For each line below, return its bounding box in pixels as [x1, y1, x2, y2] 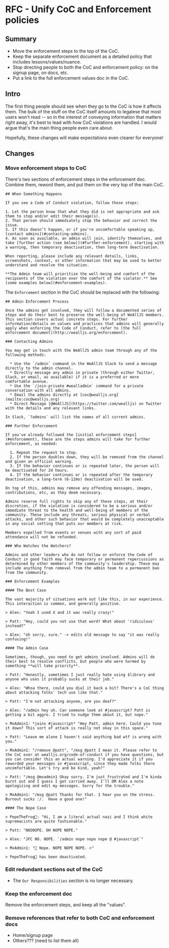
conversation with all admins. [5, 387, 71, 393]
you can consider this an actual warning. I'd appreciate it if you [5, 757, 153, 762]
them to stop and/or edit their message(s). [5, 213, 101, 219]
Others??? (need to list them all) [12, 938, 79, 944]
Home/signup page [12, 932, 53, 938]
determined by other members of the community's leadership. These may [5, 561, 159, 566]
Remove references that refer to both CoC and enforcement [5, 914, 155, 922]
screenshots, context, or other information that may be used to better [5, 258, 162, 263]
